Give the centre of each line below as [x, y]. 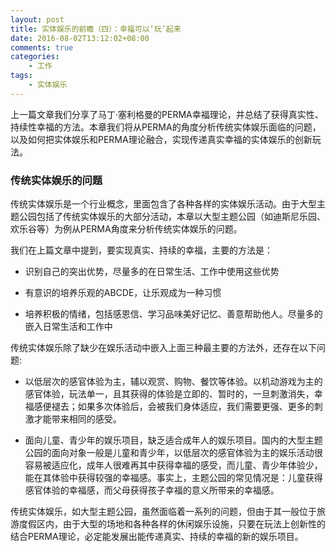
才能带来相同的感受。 [77, 419]
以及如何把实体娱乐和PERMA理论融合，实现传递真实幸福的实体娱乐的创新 [161, 139]
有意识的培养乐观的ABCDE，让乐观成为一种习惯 [123, 293]
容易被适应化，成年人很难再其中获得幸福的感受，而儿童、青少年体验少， [173, 465]
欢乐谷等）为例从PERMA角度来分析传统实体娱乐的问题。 [126, 229]
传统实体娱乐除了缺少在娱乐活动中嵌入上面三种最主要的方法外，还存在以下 [163, 348]
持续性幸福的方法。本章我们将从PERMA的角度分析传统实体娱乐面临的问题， [166, 127]
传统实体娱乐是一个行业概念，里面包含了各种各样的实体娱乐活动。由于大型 [163, 204]
